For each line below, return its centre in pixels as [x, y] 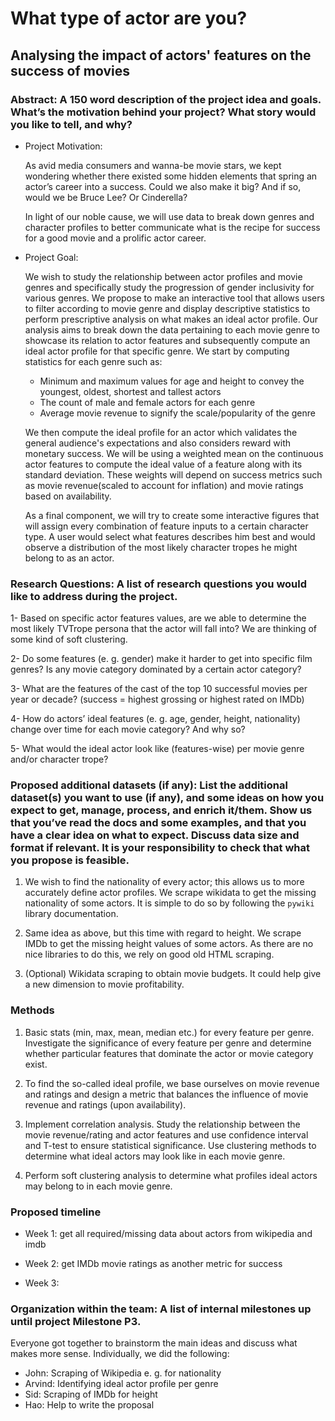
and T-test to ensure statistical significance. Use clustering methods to [170, 1145]
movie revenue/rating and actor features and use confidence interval [166, 1134]
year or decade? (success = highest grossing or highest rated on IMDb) [157, 699]
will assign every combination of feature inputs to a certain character [166, 526]
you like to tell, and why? [71, 124]
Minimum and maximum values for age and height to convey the [172, 381]
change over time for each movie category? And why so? [128, 729]
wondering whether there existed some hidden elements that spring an [171, 176]
